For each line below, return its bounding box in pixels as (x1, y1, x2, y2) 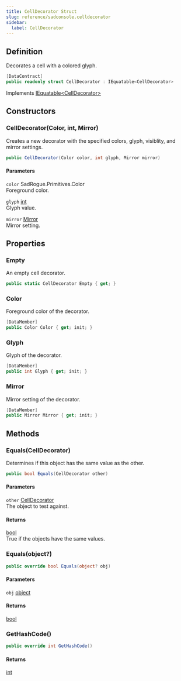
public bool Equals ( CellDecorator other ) (6, 470, 109, 477)
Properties (6, 238, 46, 249)
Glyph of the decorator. (6, 352, 62, 359)
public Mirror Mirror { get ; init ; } (6, 412, 98, 418)
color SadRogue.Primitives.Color (6, 180, 85, 187)
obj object (6, 589, 31, 596)
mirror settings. (6, 143, 43, 150)
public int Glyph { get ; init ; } (6, 369, 88, 374)
